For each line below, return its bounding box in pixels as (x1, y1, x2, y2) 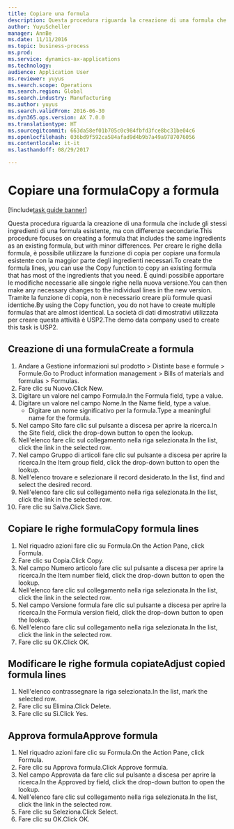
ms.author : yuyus (8, 101, 58, 108)
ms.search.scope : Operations (8, 82, 93, 89)
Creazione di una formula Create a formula (8, 343, 194, 355)
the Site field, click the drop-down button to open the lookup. (17, 428, 194, 437)
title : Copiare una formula (8, 10, 90, 17)
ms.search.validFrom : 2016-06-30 (8, 107, 105, 114)
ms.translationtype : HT (8, 120, 77, 128)
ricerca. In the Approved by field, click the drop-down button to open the (17, 778, 226, 786)
